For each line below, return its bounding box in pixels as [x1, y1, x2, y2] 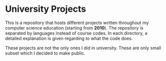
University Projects [5, 3, 86, 15]
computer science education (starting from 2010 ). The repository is [5, 25, 144, 30]
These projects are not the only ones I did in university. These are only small [5, 45, 162, 51]
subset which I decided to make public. [5, 50, 85, 56]
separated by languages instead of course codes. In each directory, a [5, 30, 148, 36]
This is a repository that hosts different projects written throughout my [5, 20, 149, 26]
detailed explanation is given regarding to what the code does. [5, 35, 133, 41]
